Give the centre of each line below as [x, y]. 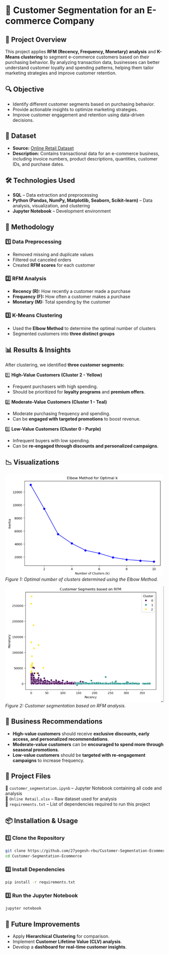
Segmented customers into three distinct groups [63, 334]
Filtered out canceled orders [42, 260]
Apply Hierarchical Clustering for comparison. [61, 936]
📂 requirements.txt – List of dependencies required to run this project [78, 804]
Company [73, 21]
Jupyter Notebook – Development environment [62, 211]
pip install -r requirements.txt [40, 883]
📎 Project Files [28, 776]
